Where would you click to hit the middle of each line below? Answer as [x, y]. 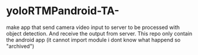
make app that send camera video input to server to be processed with [93, 27]
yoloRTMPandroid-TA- [63, 11]
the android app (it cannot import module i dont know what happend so [93, 40]
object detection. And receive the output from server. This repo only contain [99, 33]
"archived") [20, 46]
